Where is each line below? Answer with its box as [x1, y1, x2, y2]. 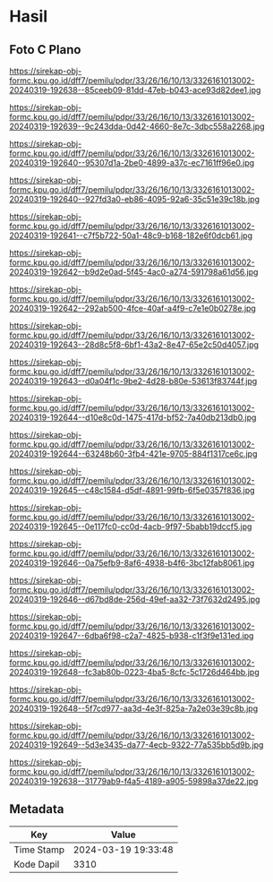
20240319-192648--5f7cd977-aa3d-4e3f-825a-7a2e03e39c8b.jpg [9, 703, 259, 714]
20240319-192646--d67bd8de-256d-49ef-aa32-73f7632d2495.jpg [9, 594, 260, 604]
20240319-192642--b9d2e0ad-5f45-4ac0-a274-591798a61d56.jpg [9, 267, 259, 277]
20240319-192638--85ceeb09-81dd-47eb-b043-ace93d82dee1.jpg [9, 85, 261, 95]
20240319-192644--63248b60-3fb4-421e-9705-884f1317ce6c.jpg [9, 449, 258, 458]
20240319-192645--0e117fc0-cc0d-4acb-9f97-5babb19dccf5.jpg [9, 521, 252, 532]
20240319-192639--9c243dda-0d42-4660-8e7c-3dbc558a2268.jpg [9, 121, 265, 132]
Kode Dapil [13, 858, 60, 870]
